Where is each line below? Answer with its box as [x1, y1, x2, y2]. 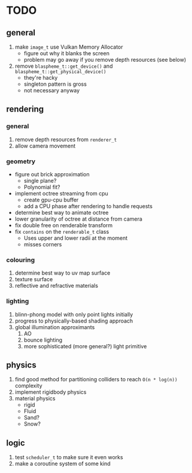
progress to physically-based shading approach [14, 317, 133, 324]
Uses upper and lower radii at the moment [23, 234, 128, 242]
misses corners [23, 240, 62, 248]
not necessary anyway [23, 87, 80, 94]
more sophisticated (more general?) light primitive [23, 342, 147, 350]
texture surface [14, 276, 53, 283]
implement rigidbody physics [14, 388, 87, 396]
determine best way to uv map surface [14, 269, 111, 276]
